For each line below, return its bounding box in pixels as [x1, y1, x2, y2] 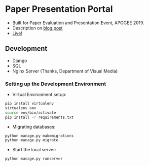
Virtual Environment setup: [12, 92, 67, 98]
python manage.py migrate [5, 138, 58, 143]
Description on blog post [12, 25, 63, 31]
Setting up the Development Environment [5, 80, 106, 87]
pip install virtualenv [5, 101, 54, 106]
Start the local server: [12, 147, 57, 153]
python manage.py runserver [5, 156, 63, 161]
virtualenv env [5, 105, 37, 110]
